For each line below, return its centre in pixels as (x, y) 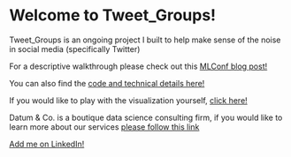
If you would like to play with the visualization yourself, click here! (128, 100)
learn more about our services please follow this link (104, 127)
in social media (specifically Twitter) (75, 49)
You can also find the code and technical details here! (107, 83)
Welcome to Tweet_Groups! (113, 15)
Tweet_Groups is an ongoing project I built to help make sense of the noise (145, 40)
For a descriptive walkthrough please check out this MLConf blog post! (138, 66)
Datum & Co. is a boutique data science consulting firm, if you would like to (146, 117)
